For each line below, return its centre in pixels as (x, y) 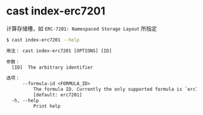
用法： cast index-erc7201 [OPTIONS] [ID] (59, 51)
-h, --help (25, 101)
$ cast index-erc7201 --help (43, 40)
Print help (47, 106)
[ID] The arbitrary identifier (53, 67)
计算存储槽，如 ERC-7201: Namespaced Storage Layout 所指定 (82, 28)
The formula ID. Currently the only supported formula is (108, 89)
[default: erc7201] (58, 95)
